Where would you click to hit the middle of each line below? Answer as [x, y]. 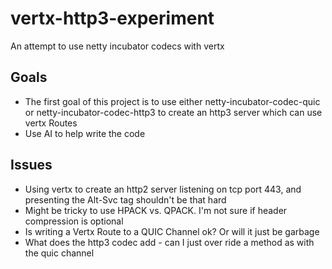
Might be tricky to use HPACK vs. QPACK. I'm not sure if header [156, 210]
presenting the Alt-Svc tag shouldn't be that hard [125, 199]
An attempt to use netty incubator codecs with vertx [117, 46]
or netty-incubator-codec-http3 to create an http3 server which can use [173, 112]
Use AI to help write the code [85, 133]
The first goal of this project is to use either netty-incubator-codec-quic [172, 101]
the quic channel [59, 253]
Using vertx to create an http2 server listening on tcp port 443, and [163, 189]
